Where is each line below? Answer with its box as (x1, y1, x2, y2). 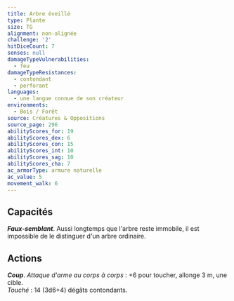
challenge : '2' (7, 36, 52, 44)
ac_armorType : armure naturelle (7, 166, 102, 174)
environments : (7, 102, 49, 109)
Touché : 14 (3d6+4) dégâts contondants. (7, 286, 128, 294)
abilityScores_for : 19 (7, 128, 74, 135)
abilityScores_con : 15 (7, 141, 74, 148)
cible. (7, 279, 23, 286)
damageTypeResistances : (7, 69, 77, 76)
